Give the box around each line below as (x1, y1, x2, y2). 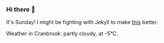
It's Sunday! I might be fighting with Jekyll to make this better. (6, 19, 159, 26)
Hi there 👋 (6, 5, 36, 14)
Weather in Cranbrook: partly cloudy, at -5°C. (6, 30, 119, 37)
